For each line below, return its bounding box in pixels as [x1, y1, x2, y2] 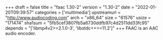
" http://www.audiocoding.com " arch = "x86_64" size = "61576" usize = [5, 15, 151, 20]
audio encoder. [5, 31, 36, 36]
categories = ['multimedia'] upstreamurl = [34, 9, 121, 15]
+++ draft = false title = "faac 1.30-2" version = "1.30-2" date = [5, 4, 135, 10]
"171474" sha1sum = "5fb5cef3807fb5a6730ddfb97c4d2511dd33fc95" [5, 20, 150, 26]
